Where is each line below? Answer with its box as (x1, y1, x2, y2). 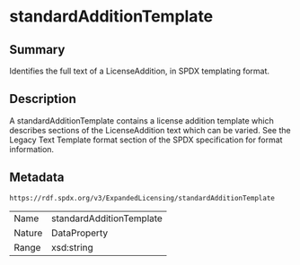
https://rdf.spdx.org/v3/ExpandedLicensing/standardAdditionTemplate (9, 193, 276, 202)
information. (9, 143, 55, 154)
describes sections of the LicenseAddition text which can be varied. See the (9, 124, 291, 135)
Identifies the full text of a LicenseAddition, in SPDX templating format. (9, 65, 270, 76)
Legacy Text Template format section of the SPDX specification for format (9, 134, 283, 145)
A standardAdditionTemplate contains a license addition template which (9, 115, 274, 126)
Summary (9, 42, 66, 57)
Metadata (9, 170, 65, 185)
